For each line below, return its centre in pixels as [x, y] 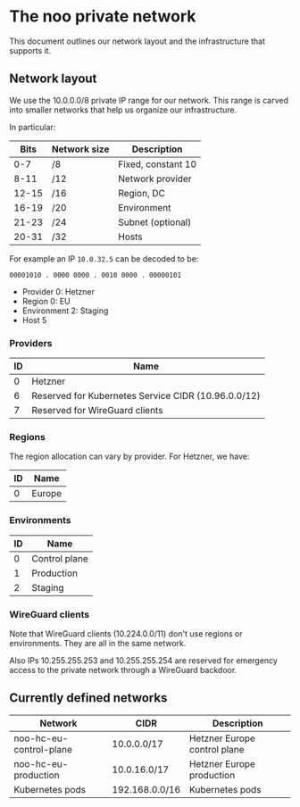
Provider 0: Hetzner [58, 291]
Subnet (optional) [155, 222]
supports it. [30, 50]
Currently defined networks [88, 698]
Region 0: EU [46, 301]
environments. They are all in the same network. [98, 643]
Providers [31, 343]
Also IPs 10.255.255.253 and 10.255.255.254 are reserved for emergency [144, 660]
